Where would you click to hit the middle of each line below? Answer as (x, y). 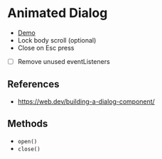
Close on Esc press (46, 48)
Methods (28, 124)
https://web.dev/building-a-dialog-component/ (86, 102)
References (33, 84)
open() (27, 141)
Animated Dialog (58, 13)
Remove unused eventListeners (64, 61)
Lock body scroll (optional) (57, 40)
